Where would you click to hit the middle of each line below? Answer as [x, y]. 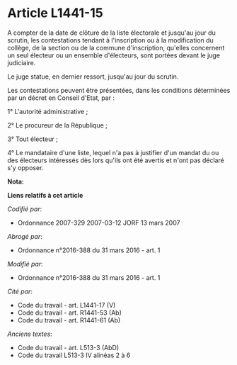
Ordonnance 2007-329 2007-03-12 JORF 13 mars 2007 [99, 223]
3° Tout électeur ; [33, 139]
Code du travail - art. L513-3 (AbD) [68, 347]
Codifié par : [25, 209]
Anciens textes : [30, 334]
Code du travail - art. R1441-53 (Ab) [70, 313]
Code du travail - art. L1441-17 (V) [67, 305]
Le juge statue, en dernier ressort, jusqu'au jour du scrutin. [93, 77]
